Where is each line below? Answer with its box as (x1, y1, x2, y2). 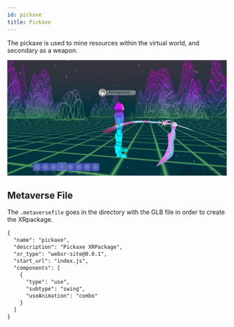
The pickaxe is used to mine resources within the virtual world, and (7, 38, 200, 47)
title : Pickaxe (7, 18, 52, 26)
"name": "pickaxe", (13, 237, 70, 244)
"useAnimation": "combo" (25, 293, 98, 300)
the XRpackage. (7, 215, 54, 224)
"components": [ (13, 265, 61, 272)
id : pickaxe (7, 11, 42, 18)
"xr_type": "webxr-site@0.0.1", (13, 251, 108, 258)
